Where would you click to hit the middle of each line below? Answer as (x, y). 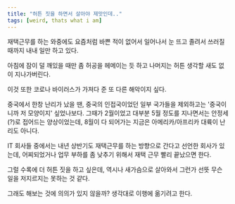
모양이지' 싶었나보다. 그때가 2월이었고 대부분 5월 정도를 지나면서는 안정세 (128, 113)
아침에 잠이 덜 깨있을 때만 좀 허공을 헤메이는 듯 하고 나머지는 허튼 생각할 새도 (112, 65)
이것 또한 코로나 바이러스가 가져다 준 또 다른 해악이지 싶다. (87, 89)
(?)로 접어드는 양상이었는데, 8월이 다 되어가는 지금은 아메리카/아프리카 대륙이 (113, 121)
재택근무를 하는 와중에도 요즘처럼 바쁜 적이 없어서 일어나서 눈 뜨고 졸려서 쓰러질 (116, 41)
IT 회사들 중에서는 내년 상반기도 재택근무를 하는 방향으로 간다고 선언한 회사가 (113, 145)
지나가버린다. (33, 74)
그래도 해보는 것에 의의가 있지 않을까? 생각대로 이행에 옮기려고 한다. (100, 193)
